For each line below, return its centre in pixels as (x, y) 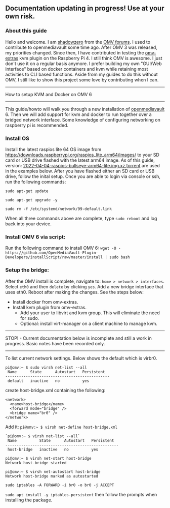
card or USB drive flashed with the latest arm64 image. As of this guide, (80, 160)
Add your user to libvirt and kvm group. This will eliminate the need (90, 313)
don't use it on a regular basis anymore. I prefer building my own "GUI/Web (83, 64)
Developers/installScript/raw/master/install (54, 257)
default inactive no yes (48, 381)
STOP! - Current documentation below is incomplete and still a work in (78, 338)
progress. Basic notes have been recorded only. (55, 343)
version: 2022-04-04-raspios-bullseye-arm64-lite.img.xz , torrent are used (83, 165)
